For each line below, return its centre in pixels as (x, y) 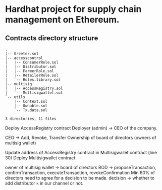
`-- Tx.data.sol (31, 110)
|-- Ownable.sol (31, 106)
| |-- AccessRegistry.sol (34, 88)
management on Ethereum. (62, 20)
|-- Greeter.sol (22, 54)
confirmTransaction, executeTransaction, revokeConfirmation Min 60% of (80, 173)
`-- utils (15, 97)
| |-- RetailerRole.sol (32, 75)
